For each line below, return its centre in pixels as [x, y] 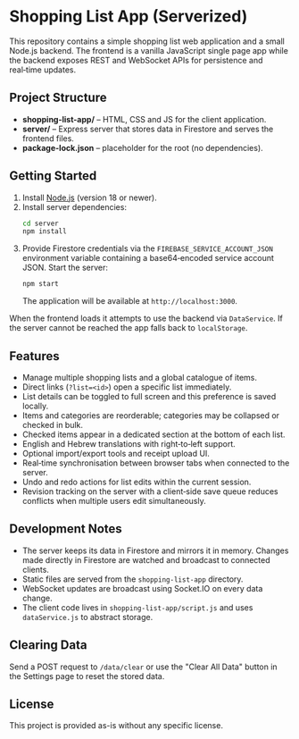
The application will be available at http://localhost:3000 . [130, 301]
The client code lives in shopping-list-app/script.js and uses [137, 607]
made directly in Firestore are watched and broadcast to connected [146, 559]
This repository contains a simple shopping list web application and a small [147, 41]
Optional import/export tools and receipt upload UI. [116, 453]
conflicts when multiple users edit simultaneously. [114, 501]
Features [34, 356]
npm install [44, 231]
